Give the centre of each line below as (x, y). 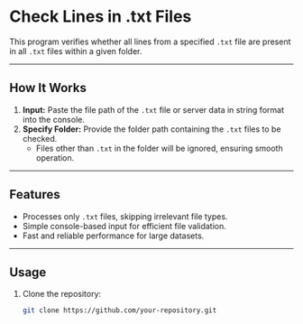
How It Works (48, 88)
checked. (40, 138)
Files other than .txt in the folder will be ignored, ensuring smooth (159, 148)
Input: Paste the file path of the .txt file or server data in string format (153, 109)
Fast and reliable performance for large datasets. (113, 236)
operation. (55, 157)
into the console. (54, 119)
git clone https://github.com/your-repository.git (119, 310)
